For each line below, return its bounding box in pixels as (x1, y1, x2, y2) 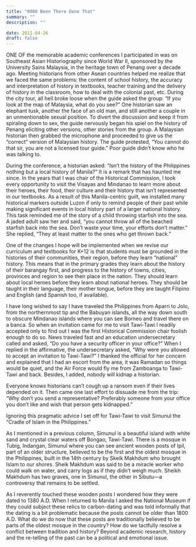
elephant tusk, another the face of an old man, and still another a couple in (6, 108, 185, 115)
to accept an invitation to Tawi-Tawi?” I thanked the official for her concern (6, 352, 186, 359)
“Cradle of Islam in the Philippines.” (6, 418, 91, 425)
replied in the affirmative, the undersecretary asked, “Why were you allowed (6, 346, 190, 354)
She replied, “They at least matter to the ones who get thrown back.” (6, 230, 171, 237)
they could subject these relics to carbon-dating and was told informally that (6, 503, 190, 510)
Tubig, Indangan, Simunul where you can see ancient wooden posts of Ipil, (6, 442, 186, 449)
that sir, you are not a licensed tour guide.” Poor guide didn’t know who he (6, 144, 185, 152)
